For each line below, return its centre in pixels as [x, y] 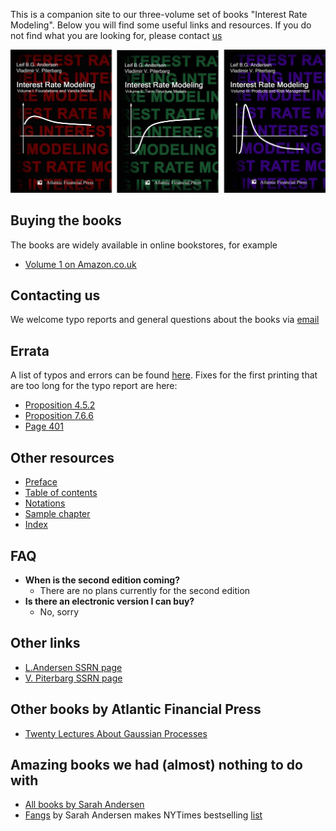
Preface [41, 482]
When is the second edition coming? [102, 580]
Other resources [62, 457]
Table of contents [61, 493]
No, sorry [59, 611]
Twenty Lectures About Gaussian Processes [116, 733]
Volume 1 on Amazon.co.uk [80, 264]
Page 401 [44, 426]
